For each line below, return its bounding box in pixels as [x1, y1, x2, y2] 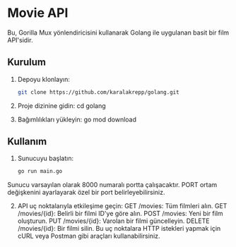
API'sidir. [7, 35, 33, 44]
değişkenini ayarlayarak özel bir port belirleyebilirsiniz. [7, 188, 165, 197]
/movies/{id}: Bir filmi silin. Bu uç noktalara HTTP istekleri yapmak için [17, 224, 221, 233]
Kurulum [7, 56, 47, 68]
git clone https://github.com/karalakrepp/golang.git [17, 88, 179, 96]
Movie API [7, 5, 69, 21]
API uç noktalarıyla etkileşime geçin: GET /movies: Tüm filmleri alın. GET [17, 202, 228, 210]
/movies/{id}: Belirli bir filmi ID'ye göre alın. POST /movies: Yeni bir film [17, 210, 224, 218]
